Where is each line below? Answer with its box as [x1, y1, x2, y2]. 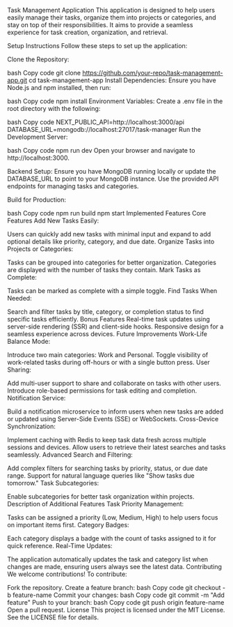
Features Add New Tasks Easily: [7, 216, 99, 225]
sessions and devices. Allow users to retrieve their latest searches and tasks [7, 443, 226, 451]
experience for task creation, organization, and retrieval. [7, 28, 168, 36]
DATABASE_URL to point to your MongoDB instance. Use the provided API [7, 174, 219, 183]
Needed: [7, 294, 33, 302]
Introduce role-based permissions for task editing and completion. [7, 386, 197, 395]
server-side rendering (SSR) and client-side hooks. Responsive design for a [7, 322, 224, 331]
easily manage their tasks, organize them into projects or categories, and [7, 13, 217, 22]
